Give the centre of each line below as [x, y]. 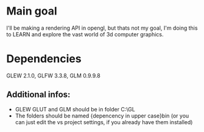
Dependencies [44, 59]
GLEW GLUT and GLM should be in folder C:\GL [75, 109]
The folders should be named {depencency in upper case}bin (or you [102, 116]
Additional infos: [38, 95]
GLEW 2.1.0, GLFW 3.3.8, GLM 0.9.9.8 [53, 75]
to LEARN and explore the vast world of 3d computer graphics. [85, 34]
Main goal [32, 11]
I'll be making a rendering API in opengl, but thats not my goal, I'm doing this [102, 28]
